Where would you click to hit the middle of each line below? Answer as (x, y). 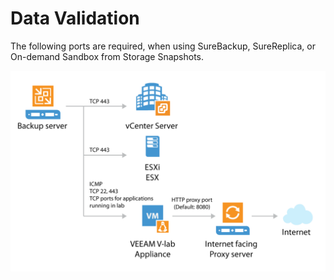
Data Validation (75, 18)
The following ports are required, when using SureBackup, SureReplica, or (163, 46)
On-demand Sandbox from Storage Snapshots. (107, 56)
